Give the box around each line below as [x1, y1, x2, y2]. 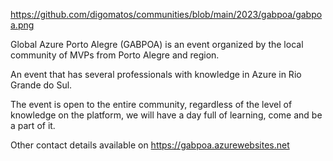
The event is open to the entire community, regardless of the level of [10, 99, 293, 110]
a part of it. [10, 120, 56, 131]
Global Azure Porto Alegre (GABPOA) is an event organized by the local [10, 39, 304, 50]
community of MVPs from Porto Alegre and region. [10, 49, 220, 61]
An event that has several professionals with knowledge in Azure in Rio [10, 69, 302, 80]
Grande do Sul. [10, 79, 73, 91]
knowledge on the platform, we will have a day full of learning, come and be [10, 109, 323, 121]
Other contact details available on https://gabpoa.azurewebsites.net [10, 139, 290, 151]
